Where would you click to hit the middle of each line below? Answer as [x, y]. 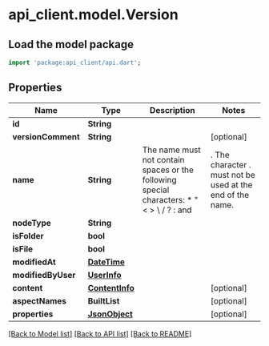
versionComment [46, 136]
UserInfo [104, 275]
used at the [232, 184]
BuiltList [104, 300]
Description [173, 110]
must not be [233, 175]
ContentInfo [111, 288]
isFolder [28, 235]
